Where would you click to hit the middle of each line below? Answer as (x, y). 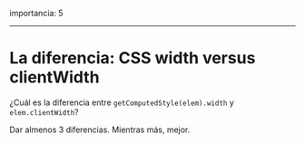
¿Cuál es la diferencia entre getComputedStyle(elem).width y (122, 102)
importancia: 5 (36, 13)
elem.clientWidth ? (44, 111)
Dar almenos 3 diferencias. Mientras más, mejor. (100, 130)
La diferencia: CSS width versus (133, 58)
